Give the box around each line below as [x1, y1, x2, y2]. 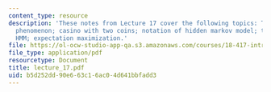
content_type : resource [8, 11, 89, 20]
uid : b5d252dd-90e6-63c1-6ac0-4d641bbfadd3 [8, 71, 157, 79]
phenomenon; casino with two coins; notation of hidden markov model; [15, 26, 258, 34]
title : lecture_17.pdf [8, 64, 85, 72]
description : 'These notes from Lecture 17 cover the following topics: [8, 19, 258, 27]
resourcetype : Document [8, 57, 89, 65]
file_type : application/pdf [8, 49, 103, 57]
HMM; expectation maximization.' [15, 34, 128, 42]
